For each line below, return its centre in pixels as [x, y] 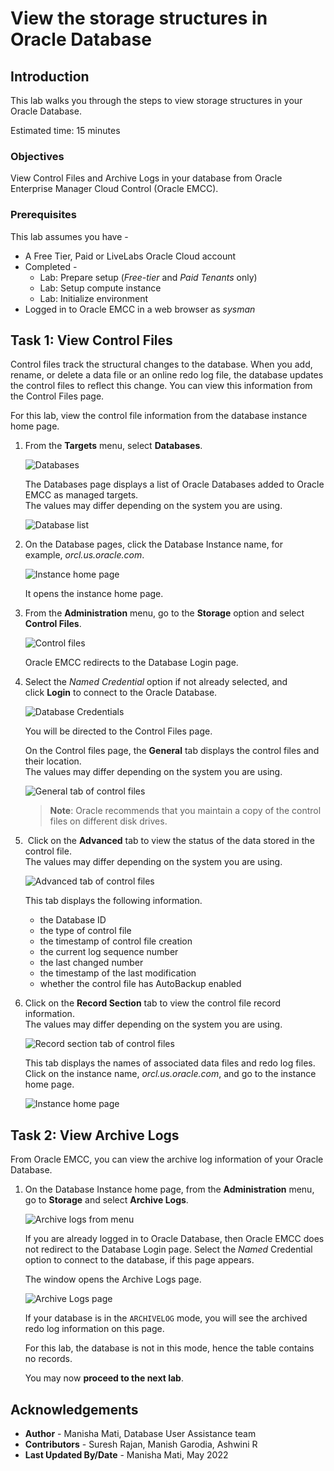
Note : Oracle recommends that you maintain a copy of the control [185, 811]
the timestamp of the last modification [118, 973]
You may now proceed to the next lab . [104, 1378]
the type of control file [85, 931]
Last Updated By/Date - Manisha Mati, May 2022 [126, 1455]
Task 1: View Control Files [91, 340]
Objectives [37, 156]
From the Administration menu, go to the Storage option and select [164, 613]
